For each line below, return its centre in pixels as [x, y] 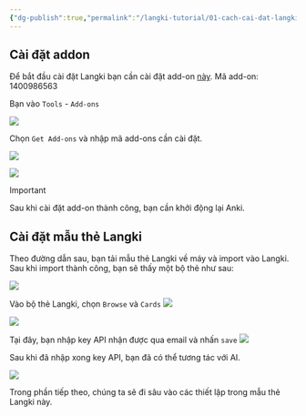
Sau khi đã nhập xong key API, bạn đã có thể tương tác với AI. [125, 358]
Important [28, 190]
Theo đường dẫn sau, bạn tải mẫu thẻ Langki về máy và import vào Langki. [149, 259]
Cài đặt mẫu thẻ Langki [76, 236]
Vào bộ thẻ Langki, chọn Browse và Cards [85, 304]
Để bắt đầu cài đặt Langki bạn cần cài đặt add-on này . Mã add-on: [134, 76]
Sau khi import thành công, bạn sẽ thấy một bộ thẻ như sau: [122, 269]
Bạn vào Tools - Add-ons [55, 104]
